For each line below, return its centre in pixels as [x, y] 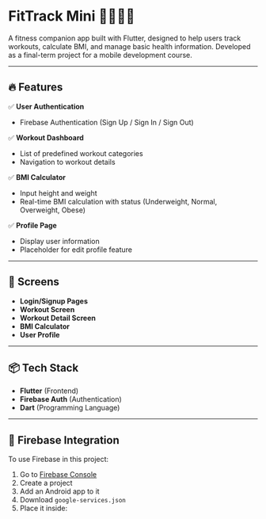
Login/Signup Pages [54, 301]
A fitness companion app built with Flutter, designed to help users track [125, 38]
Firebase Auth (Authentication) [71, 399]
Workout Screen [47, 309]
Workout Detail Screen [58, 318]
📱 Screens [34, 282]
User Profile [40, 334]
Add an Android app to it [60, 491]
